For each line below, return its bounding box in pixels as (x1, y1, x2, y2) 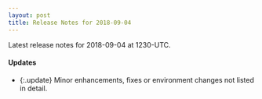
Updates (8, 58, 37, 67)
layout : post (8, 11, 51, 19)
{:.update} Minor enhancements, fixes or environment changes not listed (19, 75, 255, 84)
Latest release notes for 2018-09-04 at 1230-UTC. (8, 40, 171, 49)
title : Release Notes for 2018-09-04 (8, 19, 132, 27)
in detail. (19, 83, 48, 93)
